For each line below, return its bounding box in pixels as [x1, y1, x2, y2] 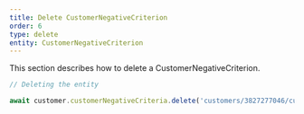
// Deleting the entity [9, 80, 100, 90]
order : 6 [9, 22, 43, 31]
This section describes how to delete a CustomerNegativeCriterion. [9, 63, 261, 74]
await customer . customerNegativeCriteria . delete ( [9, 96, 201, 106]
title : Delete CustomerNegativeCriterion [9, 13, 168, 22]
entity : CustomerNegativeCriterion [9, 38, 144, 48]
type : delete [9, 30, 59, 39]
